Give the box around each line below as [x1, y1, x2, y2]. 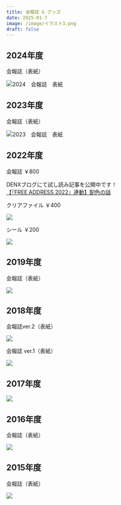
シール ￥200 [6, 226, 40, 233]
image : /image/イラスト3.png [6, 20, 77, 26]
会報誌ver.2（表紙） [6, 323, 57, 331]
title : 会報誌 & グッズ [6, 9, 61, 15]
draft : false [6, 26, 40, 32]
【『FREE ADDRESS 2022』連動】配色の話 [6, 188, 111, 196]
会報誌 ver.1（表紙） [6, 347, 57, 355]
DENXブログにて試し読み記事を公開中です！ [6, 181, 117, 188]
